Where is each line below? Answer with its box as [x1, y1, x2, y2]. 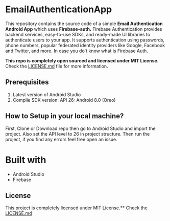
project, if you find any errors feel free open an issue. [5, 136, 117, 142]
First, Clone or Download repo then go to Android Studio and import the [5, 125, 156, 131]
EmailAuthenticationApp [5, 4, 112, 15]
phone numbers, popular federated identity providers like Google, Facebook [5, 42, 165, 48]
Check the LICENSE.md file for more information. [5, 63, 108, 69]
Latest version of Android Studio [12, 91, 81, 98]
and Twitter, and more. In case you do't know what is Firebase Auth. [5, 48, 148, 54]
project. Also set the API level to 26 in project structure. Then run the [5, 130, 150, 137]
